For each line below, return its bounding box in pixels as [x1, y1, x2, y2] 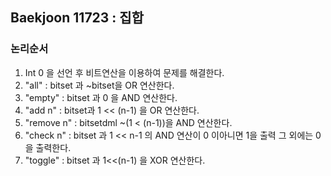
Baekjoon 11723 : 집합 [10, 9, 144, 27]
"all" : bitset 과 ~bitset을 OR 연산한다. [24, 79, 175, 91]
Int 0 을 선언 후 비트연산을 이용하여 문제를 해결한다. [24, 66, 225, 78]
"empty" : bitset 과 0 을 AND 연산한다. [24, 91, 178, 103]
